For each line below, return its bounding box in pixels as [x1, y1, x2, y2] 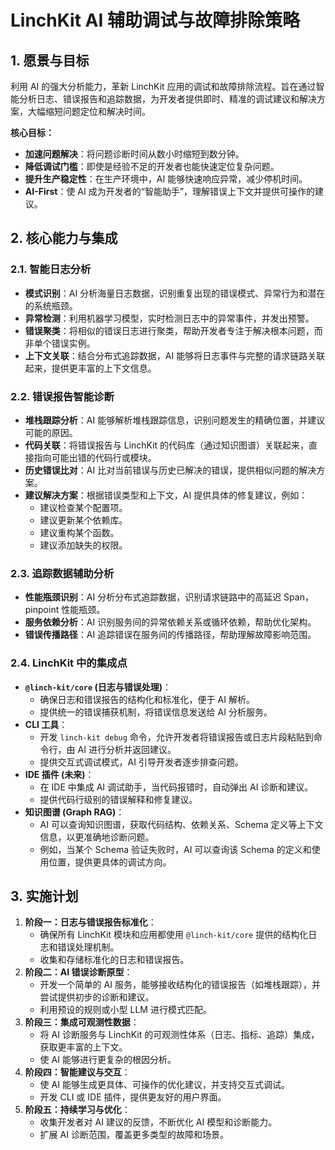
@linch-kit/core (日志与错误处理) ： [24, 681, 172, 693]
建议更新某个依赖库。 [39, 514, 128, 526]
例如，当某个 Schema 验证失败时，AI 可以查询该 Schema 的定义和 [39, 843, 312, 855]
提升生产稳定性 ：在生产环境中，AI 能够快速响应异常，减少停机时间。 [24, 173, 308, 185]
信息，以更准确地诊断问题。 [39, 831, 155, 843]
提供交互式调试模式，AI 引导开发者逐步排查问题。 [39, 756, 244, 768]
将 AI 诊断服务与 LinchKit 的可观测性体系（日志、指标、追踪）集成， [39, 1029, 320, 1041]
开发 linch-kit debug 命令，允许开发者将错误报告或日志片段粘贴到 [39, 731, 314, 743]
